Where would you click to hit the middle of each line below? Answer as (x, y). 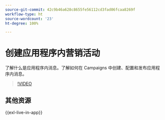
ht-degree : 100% (22, 23)
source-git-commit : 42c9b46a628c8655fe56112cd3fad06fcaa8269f (70, 10)
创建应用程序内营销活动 (53, 53)
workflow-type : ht (24, 14)
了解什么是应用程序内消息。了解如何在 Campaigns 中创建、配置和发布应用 (81, 68)
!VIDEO (24, 84)
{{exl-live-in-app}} (24, 112)
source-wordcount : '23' (30, 19)
